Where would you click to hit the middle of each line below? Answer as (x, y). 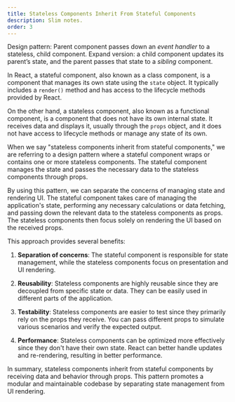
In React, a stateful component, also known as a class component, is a (109, 75)
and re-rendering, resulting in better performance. (90, 356)
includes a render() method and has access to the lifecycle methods (106, 90)
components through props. (48, 177)
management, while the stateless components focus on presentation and (123, 262)
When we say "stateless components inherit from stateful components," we (116, 147)
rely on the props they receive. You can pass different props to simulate (121, 319)
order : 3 (20, 27)
